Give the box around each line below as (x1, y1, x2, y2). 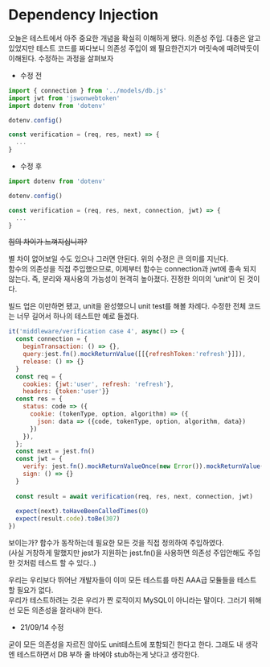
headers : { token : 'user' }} (22, 387, 110, 396)
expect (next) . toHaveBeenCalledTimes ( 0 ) (15, 507, 149, 516)
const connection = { (15, 335, 88, 343)
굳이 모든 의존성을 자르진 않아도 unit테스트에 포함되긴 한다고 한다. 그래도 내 (8, 640, 243, 649)
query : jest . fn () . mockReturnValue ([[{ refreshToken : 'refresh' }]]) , (22, 350, 247, 358)
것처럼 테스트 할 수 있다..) (16, 558, 96, 568)
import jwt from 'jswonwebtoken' (8, 94, 121, 102)
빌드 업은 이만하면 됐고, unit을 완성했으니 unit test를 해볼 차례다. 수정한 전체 (8, 301, 247, 311)
